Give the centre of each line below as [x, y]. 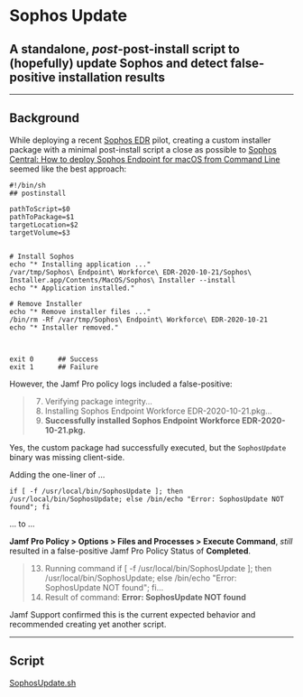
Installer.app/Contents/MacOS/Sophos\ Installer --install [123, 280]
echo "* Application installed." [72, 288]
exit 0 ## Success [54, 359]
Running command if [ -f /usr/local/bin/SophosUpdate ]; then [158, 568]
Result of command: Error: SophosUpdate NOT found [145, 597]
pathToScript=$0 [40, 209]
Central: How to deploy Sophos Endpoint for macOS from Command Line [145, 159]
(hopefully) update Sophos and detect [119, 63]
